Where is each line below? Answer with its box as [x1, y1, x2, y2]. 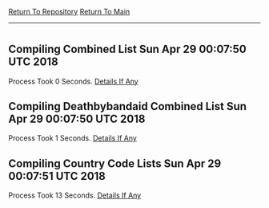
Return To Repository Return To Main [8, 7, 130, 16]
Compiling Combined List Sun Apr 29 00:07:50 [8, 43, 247, 56]
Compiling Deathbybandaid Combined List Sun [8, 100, 247, 113]
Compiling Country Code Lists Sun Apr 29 [8, 157, 222, 170]
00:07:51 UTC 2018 [8, 169, 106, 183]
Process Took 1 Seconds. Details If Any [8, 133, 138, 143]
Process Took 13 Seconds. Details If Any [8, 190, 142, 200]
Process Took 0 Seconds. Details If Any [8, 76, 139, 86]
